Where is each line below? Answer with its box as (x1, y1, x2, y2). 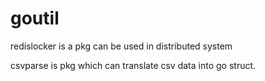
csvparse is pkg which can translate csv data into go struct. (10, 59, 257, 71)
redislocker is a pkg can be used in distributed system (10, 40, 233, 52)
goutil (10, 7, 60, 30)
